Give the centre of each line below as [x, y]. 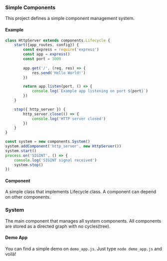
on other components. [28, 197]
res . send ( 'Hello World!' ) [59, 73]
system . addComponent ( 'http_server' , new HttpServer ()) [63, 146]
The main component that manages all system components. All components [83, 221]
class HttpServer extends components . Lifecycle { [58, 40]
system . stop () [29, 165]
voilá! [11, 254]
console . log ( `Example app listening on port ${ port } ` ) [90, 91]
